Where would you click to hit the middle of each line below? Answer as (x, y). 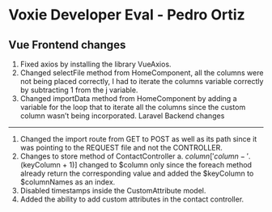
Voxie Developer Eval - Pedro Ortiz (127, 15)
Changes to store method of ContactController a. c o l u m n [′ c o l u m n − (132, 156)
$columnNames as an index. (68, 182)
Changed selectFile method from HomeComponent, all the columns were (142, 73)
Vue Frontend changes (67, 45)
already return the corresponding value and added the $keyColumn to (137, 173)
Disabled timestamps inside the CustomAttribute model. (113, 191)
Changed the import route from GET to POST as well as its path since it (138, 139)
